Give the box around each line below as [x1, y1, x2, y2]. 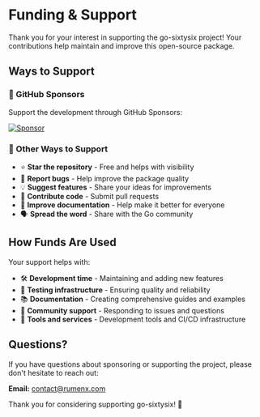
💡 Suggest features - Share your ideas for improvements [19, 182, 212, 192]
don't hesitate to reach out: [8, 368, 99, 377]
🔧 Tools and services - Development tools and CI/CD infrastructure [19, 314, 246, 324]
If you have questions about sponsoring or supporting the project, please [8, 359, 253, 369]
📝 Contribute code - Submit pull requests [19, 191, 160, 201]
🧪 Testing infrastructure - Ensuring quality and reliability [19, 285, 211, 295]
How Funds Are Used [8, 236, 117, 249]
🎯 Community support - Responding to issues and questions [19, 305, 225, 315]
